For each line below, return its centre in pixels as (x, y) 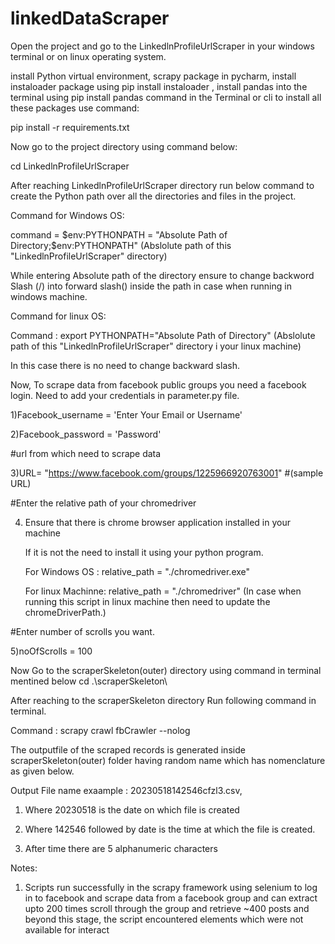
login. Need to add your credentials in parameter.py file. (125, 395)
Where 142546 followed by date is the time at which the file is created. (170, 829)
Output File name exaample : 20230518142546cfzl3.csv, (126, 790)
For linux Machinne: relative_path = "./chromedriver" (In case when (163, 591)
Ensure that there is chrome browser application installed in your (157, 522)
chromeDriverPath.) (65, 612)
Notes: (24, 868)
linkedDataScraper (90, 18)
